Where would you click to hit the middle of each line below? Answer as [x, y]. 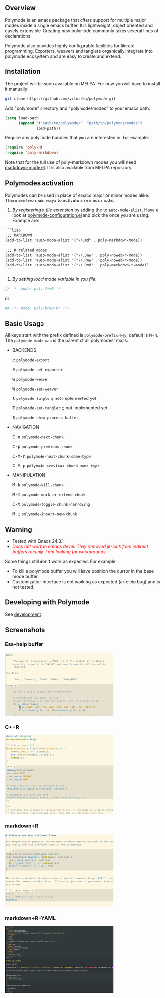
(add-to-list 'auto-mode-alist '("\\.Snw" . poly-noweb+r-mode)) [74, 255]
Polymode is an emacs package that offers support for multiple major [76, 20]
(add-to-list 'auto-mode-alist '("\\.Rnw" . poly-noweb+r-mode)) [74, 260]
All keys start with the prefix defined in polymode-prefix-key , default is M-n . [82, 335]
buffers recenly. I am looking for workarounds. [60, 552]
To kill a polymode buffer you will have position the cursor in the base [83, 571]
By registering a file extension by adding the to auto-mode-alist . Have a [85, 210]
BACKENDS [24, 350]
